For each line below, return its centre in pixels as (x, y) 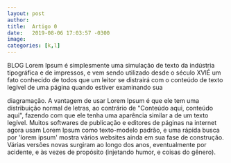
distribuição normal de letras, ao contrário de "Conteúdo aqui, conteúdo (110, 108)
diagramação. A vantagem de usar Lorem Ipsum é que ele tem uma (103, 100)
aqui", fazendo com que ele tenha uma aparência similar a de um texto (108, 115)
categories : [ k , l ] (34, 46)
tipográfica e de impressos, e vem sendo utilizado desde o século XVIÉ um (114, 73)
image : (17, 39)
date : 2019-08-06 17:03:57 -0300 (59, 33)
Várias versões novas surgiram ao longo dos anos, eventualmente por (107, 145)
